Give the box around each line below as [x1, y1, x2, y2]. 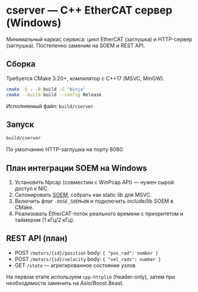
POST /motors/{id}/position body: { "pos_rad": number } [14, 249, 158, 256]
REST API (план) [6, 233, 68, 244]
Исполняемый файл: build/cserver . [6, 102, 95, 109]
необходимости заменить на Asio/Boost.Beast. [6, 279, 124, 287]
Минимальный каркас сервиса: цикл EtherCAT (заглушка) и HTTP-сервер [6, 35, 193, 43]
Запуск [6, 119, 34, 129]
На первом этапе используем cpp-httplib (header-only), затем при [6, 273, 176, 280]
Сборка [6, 59, 35, 69]
